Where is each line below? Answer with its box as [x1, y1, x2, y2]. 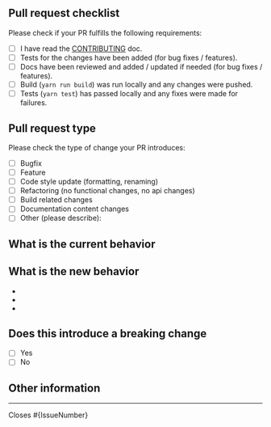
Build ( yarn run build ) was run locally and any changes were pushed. [19, 80, 253, 89]
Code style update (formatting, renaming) [19, 177, 159, 187]
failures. [19, 98, 48, 108]
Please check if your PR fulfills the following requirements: [8, 27, 202, 37]
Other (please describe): [19, 213, 102, 223]
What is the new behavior [8, 264, 140, 278]
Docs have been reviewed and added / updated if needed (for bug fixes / [19, 61, 263, 71]
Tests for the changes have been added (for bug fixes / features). [19, 53, 238, 62]
